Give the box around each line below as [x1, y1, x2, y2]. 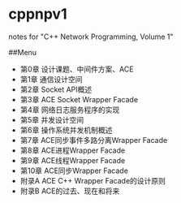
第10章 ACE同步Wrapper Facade [19, 166, 128, 175]
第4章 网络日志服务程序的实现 [19, 105, 120, 114]
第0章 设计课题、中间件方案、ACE [19, 64, 134, 74]
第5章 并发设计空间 [19, 114, 84, 124]
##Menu [8, 47, 37, 57]
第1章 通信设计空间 [19, 74, 83, 84]
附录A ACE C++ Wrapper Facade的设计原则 [19, 175, 166, 185]
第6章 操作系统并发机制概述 [19, 125, 113, 135]
